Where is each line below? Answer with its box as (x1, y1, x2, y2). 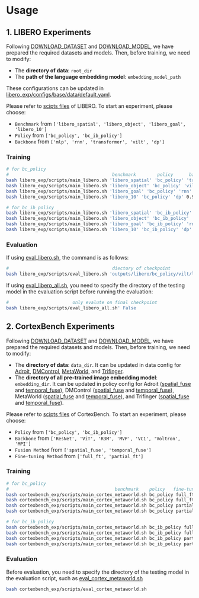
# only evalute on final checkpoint (6, 299, 158, 305)
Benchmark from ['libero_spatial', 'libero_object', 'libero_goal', (14, 120, 186, 127)
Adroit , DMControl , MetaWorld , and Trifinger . (14, 367, 124, 375)
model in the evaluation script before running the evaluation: (6, 288, 153, 295)
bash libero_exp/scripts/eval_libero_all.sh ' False (6, 305, 136, 311)
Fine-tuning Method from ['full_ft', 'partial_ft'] (14, 452, 144, 459)
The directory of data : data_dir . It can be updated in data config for (14, 361, 182, 368)
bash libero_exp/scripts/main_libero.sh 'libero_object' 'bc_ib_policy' (6, 216, 190, 222)
